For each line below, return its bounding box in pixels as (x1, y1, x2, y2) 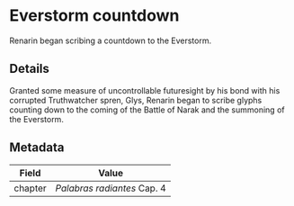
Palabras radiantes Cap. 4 (55, 182, 166, 194)
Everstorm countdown (9, 5, 180, 26)
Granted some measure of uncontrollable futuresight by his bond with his (9, 85, 281, 95)
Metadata (9, 140, 65, 156)
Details (9, 61, 49, 76)
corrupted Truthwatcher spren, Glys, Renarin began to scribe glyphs (9, 94, 263, 105)
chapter (13, 182, 47, 194)
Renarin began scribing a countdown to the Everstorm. (9, 35, 212, 46)
